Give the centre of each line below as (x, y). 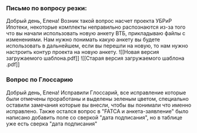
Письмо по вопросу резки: (46, 8)
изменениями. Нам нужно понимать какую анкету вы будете (83, 40)
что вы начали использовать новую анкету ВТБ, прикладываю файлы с (96, 33)
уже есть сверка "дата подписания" (52, 124)
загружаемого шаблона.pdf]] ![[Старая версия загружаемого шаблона (95, 58)
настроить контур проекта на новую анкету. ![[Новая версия (83, 52)
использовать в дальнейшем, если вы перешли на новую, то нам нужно (97, 46)
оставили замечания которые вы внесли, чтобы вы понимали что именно (99, 105)
